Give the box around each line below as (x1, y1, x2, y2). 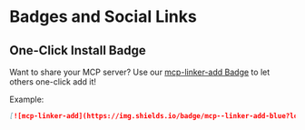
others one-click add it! (9, 76, 97, 87)
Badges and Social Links (9, 6, 197, 27)
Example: (9, 94, 44, 105)
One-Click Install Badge (9, 43, 147, 58)
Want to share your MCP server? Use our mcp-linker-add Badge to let (9, 66, 271, 77)
